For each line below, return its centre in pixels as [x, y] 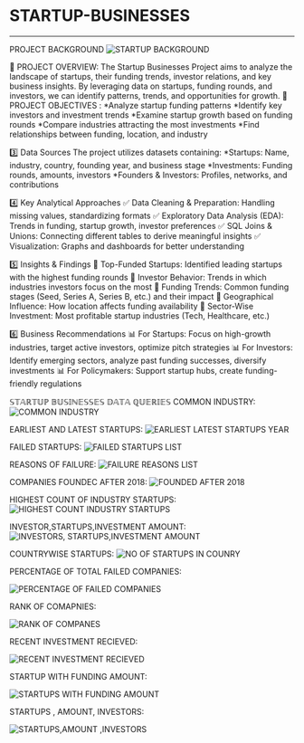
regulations [61, 383]
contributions [34, 184]
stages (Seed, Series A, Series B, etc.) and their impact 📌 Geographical [142, 296]
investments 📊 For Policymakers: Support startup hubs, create [126, 370]
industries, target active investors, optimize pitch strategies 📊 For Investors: [152, 347]
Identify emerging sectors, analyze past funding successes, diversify [138, 360]
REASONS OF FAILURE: [53, 464]
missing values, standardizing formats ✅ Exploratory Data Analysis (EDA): [147, 215]
